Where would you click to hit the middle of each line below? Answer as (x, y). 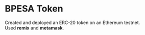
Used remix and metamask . (34, 27)
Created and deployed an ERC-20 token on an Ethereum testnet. (72, 22)
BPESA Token (34, 9)
